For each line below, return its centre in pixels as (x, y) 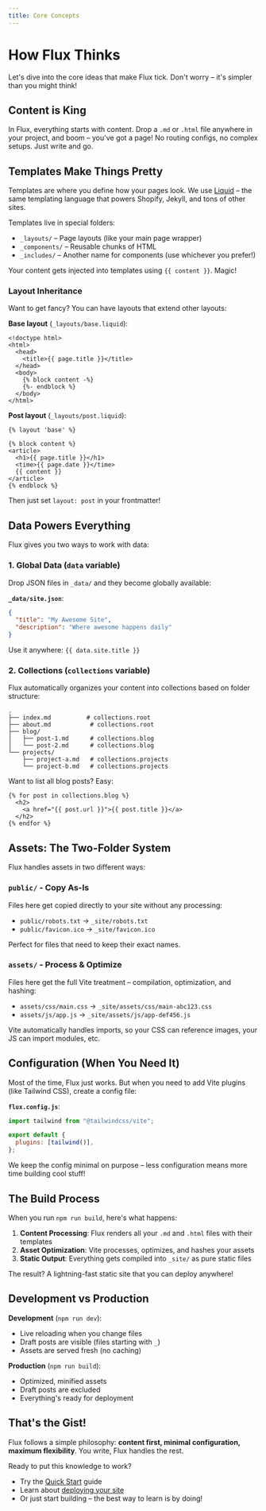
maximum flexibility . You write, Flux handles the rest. (96, 1451)
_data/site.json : (36, 598)
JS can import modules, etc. (54, 1038)
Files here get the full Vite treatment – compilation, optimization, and (120, 982)
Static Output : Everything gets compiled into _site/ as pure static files (135, 1258)
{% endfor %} (30, 823)
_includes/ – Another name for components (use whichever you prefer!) (138, 255)
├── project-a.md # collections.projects (96, 760)
